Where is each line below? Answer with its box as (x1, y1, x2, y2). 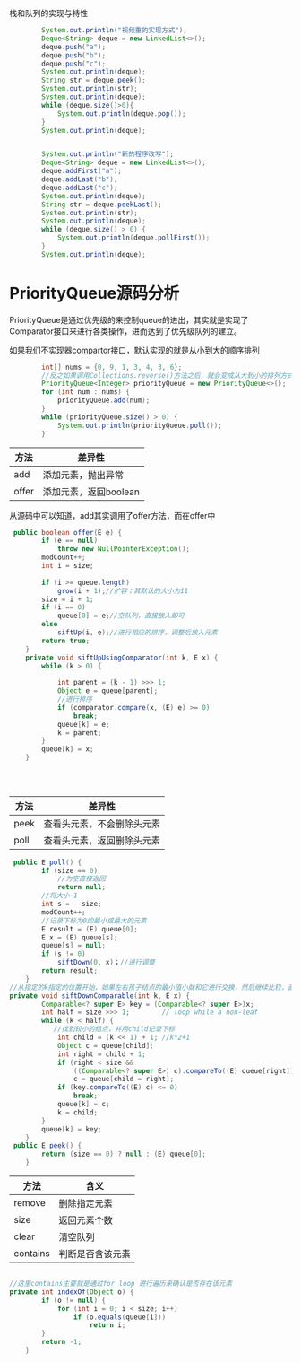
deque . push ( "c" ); (41, 59, 106, 68)
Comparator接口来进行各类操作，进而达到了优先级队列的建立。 (9, 326, 242, 336)
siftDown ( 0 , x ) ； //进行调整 (56, 958, 155, 967)
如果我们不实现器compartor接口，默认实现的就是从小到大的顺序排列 (9, 345, 260, 355)
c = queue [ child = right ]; (73, 1075, 175, 1084)
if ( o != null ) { (41, 1296, 106, 1305)
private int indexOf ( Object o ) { (9, 1287, 134, 1297)
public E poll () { (13, 858, 82, 867)
